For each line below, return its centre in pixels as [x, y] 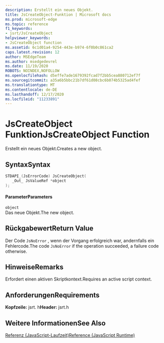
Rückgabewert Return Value [50, 228]
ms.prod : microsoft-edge [31, 19]
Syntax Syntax [28, 164]
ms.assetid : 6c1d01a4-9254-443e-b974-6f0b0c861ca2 [59, 47]
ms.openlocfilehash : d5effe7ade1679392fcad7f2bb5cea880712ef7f [73, 76]
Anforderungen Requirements [52, 295]
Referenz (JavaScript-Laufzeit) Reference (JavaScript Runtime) [70, 335]
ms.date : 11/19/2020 [27, 66]
